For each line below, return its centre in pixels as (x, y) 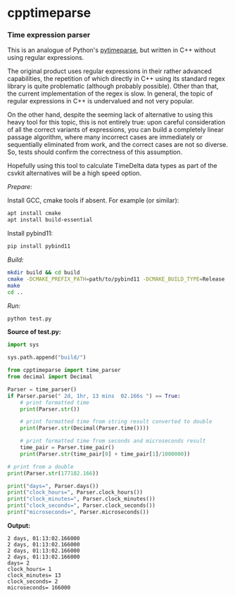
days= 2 (19, 563)
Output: (19, 525)
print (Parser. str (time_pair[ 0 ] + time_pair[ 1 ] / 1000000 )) (105, 454)
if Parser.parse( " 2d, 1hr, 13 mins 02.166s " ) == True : (94, 396)
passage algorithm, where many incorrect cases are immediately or (105, 137)
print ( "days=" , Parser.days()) (53, 486)
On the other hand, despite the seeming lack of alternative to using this (110, 115)
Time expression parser (49, 35)
